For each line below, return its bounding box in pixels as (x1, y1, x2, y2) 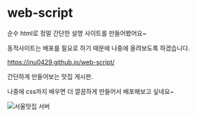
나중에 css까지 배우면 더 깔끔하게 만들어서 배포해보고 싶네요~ (7, 87, 175, 95)
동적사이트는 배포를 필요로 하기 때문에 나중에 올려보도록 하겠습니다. (7, 43, 190, 52)
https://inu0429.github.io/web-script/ (7, 57, 115, 66)
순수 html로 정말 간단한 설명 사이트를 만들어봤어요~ (7, 29, 147, 37)
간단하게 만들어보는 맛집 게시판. (7, 72, 94, 81)
